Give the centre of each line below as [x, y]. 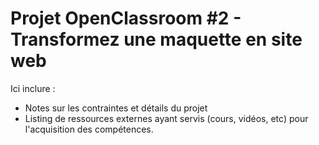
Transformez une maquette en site [156, 39]
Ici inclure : [33, 88]
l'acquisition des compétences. [89, 129]
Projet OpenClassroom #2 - [126, 18]
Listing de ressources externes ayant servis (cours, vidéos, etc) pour [166, 118]
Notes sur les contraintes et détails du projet [116, 108]
